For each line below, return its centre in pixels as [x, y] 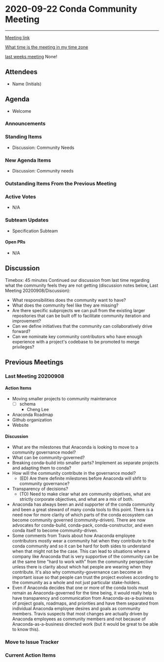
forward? [21, 331]
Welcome [22, 111]
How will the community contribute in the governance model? [74, 473]
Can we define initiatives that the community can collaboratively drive [82, 326]
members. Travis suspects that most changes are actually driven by [80, 614]
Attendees [21, 72]
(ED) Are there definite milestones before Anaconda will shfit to [83, 478]
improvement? [27, 321]
